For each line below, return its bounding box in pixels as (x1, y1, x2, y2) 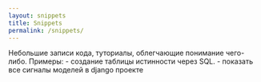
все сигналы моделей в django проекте (8, 65, 144, 75)
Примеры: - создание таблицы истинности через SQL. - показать (29, 57, 254, 66)
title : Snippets (8, 19, 62, 27)
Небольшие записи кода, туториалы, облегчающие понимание (8, 49, 224, 58)
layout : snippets (8, 11, 66, 20)
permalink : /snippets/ (8, 26, 84, 34)
